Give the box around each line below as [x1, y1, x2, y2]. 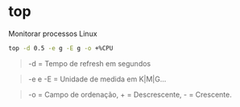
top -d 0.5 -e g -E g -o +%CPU [8, 44, 114, 52]
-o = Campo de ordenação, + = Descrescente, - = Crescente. [27, 89, 232, 99]
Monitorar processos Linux [8, 29, 98, 38]
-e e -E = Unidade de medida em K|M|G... [27, 74, 167, 84]
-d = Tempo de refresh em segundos [27, 58, 151, 68]
